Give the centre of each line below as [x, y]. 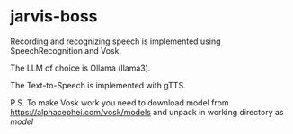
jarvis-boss [54, 17]
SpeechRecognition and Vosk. [66, 50]
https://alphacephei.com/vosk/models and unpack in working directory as [147, 112]
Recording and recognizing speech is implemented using [115, 41]
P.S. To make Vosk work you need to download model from [120, 102]
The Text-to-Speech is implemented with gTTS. [98, 85]
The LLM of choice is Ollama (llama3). [80, 68]
